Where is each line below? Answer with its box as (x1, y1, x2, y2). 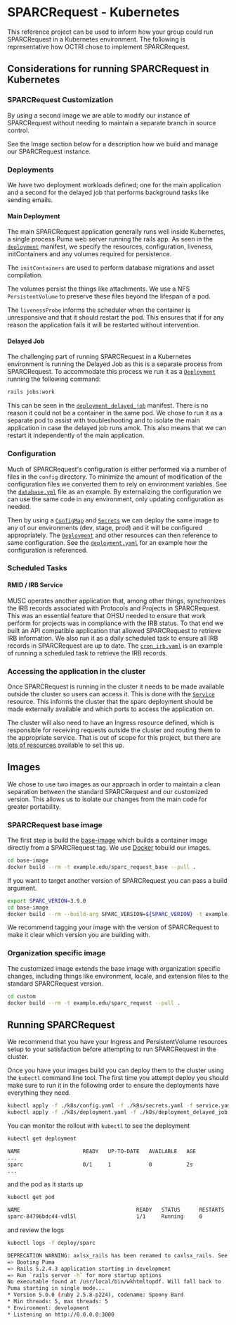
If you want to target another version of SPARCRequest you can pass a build (7, 876, 228, 884)
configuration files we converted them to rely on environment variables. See (7, 479, 227, 488)
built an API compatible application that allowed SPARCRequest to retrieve (7, 626, 221, 634)
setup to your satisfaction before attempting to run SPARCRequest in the (7, 1045, 216, 1053)
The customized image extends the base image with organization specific (7, 964, 221, 972)
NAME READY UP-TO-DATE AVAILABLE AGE (7, 1148, 197, 1155)
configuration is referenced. (7, 546, 88, 554)
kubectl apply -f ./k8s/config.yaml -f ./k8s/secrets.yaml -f (7, 1103, 193, 1110)
